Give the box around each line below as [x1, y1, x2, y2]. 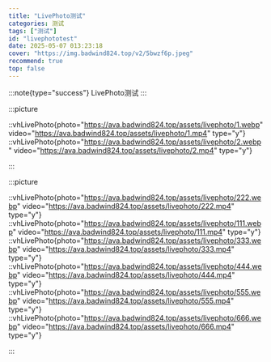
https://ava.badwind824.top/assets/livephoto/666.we [83, 313, 261, 322]
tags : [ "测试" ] [8, 27, 57, 35]
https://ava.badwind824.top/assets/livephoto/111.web [83, 218, 261, 228]
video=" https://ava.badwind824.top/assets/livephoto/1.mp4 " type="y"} [8, 128, 246, 138]
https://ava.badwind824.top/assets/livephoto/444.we [83, 261, 262, 271]
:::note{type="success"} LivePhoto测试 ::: [8, 87, 147, 97]
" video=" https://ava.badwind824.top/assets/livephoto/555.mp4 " [16, 296, 235, 305]
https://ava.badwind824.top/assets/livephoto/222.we [83, 192, 261, 202]
